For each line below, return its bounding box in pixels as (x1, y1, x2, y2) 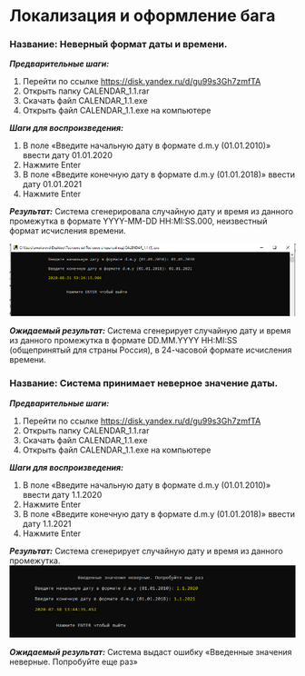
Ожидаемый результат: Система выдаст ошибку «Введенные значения (9, 647, 292, 658)
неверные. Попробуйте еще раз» (9, 656, 138, 668)
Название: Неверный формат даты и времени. (9, 38, 228, 51)
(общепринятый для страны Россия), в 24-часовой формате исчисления (9, 344, 292, 355)
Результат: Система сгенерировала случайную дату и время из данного (9, 206, 293, 217)
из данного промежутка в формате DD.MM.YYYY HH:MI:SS (9, 335, 238, 346)
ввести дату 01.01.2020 (22, 150, 113, 161)
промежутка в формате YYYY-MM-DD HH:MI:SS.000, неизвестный (9, 215, 268, 227)
